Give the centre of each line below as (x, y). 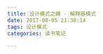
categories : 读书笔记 (37, 33)
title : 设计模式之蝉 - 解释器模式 (52, 14)
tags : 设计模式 (27, 27)
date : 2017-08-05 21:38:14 (47, 20)
